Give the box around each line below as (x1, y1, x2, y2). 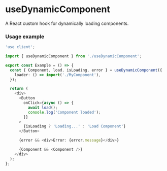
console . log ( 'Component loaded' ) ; (27, 110, 101, 115)
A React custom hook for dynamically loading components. (5, 20, 129, 26)
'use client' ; (5, 45, 36, 50)
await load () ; (27, 105, 58, 110)
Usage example (5, 33, 45, 40)
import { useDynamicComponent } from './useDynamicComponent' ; (5, 54, 142, 59)
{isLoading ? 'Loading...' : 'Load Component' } (23, 124, 126, 129)
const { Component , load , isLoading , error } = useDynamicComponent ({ (10, 67, 162, 73)
